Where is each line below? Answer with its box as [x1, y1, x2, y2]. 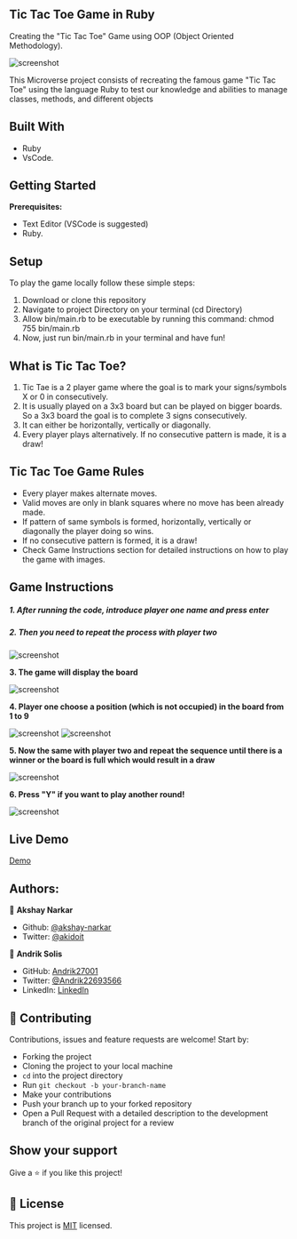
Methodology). [9, 40, 64, 51]
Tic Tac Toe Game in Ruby [9, 7, 155, 22]
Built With [9, 119, 65, 134]
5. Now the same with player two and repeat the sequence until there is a [9, 745, 283, 755]
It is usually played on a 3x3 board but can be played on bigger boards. [21, 401, 283, 412]
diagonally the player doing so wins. [21, 525, 154, 536]
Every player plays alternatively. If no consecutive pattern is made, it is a [21, 429, 286, 440]
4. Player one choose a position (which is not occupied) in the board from [9, 701, 285, 712]
